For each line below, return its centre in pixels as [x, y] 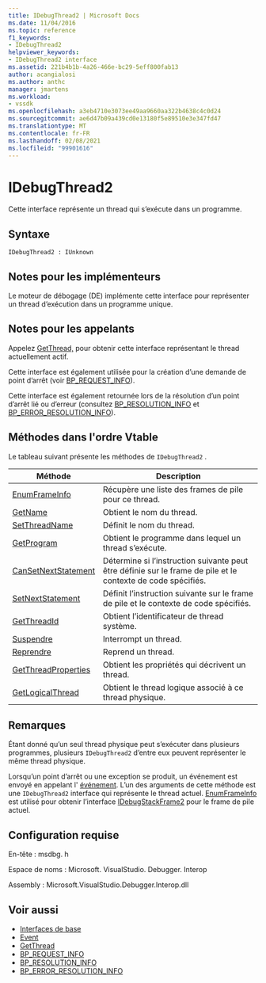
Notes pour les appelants [71, 329]
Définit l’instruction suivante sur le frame [178, 593]
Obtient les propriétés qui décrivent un [174, 665]
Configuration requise [64, 835]
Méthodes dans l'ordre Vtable [83, 438]
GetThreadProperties [51, 669]
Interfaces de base [50, 929]
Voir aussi [33, 910]
